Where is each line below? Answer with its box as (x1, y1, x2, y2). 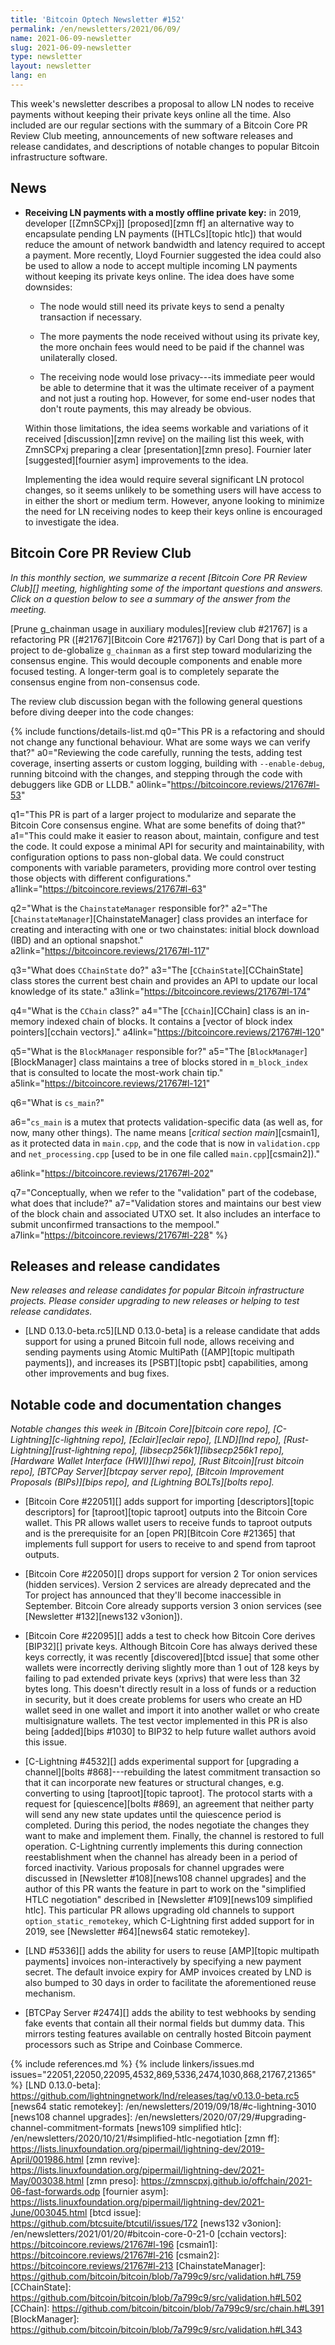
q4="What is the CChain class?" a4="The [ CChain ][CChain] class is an (10, 1004, 297, 1016)
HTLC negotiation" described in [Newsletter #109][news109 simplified (24, 1894, 313, 1906)
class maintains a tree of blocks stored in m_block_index (78, 1056, 308, 1068)
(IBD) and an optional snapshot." (10, 934, 144, 946)
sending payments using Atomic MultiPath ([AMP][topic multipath (24, 1346, 295, 1358)
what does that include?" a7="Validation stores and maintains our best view (10, 1197, 322, 1209)
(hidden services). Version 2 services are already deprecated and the (24, 1579, 312, 1591)
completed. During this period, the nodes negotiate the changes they (24, 1819, 310, 1831)
